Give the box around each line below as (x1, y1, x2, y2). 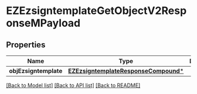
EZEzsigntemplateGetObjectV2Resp (6, 4, 187, 18)
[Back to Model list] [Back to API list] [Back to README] (6, 82, 141, 89)
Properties (6, 40, 46, 50)
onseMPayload (6, 16, 81, 30)
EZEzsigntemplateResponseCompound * (68, 67, 184, 75)
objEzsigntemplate (9, 67, 63, 75)
